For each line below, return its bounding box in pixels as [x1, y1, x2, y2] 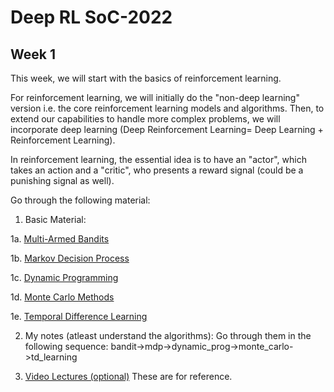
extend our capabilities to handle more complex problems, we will [10, 113, 281, 125]
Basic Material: [24, 214, 87, 225]
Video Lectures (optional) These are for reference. [24, 371, 233, 382]
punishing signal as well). [10, 175, 115, 186]
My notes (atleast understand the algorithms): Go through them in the [24, 330, 312, 341]
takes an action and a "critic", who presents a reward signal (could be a [10, 164, 304, 176]
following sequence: [24, 341, 109, 352]
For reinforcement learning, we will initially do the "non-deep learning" [10, 92, 300, 103]
